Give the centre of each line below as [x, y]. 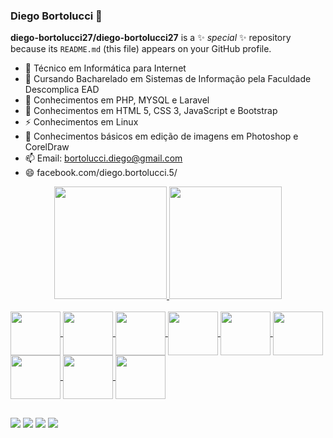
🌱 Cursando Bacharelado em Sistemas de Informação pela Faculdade [168, 79]
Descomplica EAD [62, 90]
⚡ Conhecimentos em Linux [81, 122]
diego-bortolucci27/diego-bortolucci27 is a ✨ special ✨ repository [151, 38]
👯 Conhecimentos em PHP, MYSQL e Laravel [117, 100]
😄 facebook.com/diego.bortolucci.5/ [101, 173]
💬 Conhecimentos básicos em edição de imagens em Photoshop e [161, 136]
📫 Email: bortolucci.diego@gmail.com [103, 158]
